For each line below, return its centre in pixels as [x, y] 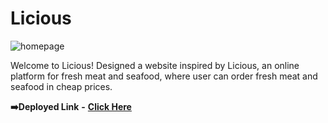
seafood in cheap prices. [61, 86]
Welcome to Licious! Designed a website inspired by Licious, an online [155, 65]
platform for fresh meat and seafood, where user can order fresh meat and [164, 76]
